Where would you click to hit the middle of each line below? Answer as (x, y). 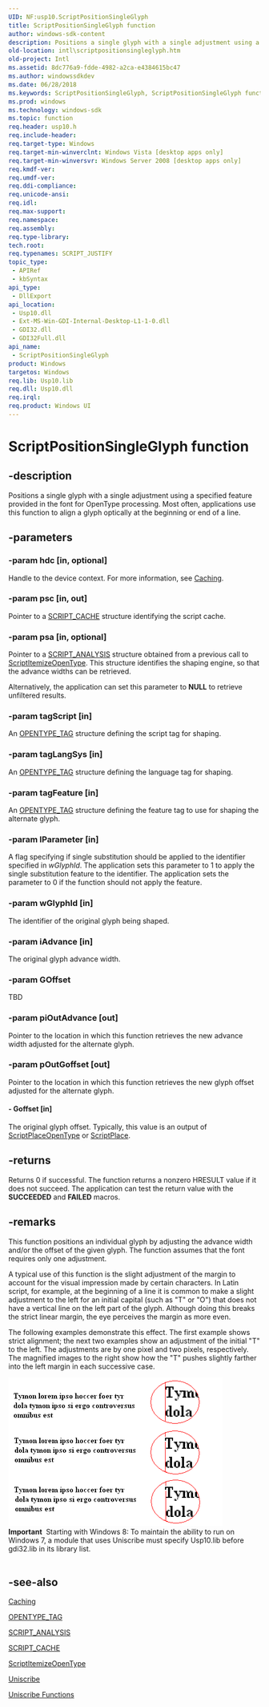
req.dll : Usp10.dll (41, 389)
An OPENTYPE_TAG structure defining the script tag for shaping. (115, 734)
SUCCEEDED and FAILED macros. (64, 1197)
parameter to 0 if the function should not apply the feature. (105, 883)
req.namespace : (34, 220)
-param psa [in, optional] (58, 637)
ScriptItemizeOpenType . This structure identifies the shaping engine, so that (134, 663)
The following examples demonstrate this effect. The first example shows (129, 1332)
